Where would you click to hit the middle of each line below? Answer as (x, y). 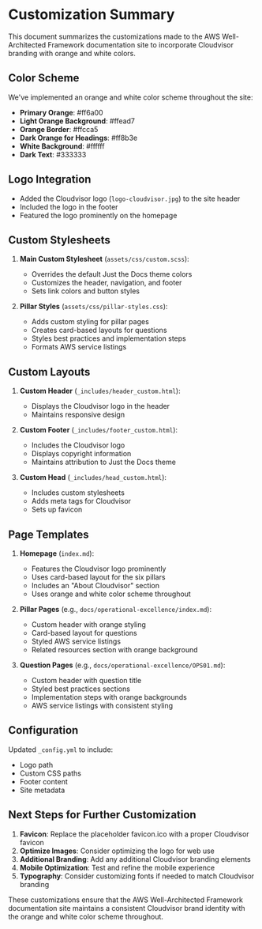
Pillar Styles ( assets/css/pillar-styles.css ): (94, 307)
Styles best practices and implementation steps (109, 338)
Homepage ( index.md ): (57, 553)
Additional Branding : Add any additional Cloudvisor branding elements (135, 859)
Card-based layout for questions (84, 633)
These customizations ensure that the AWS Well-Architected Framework (125, 900)
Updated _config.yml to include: (61, 750)
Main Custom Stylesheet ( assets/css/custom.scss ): (104, 259)
